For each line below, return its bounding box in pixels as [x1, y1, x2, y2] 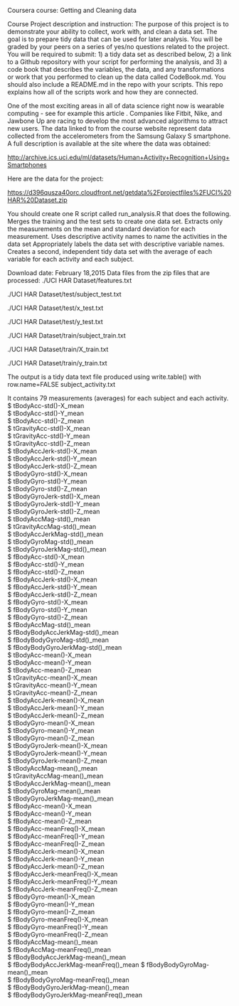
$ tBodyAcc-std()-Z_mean [7, 417, 85, 425]
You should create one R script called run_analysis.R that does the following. [7, 210, 231, 218]
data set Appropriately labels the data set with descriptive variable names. [7, 240, 225, 248]
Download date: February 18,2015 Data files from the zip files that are [7, 269, 210, 277]
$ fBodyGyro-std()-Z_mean [7, 613, 87, 621]
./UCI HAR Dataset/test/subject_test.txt [7, 290, 122, 298]
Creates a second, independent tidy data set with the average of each [7, 247, 212, 255]
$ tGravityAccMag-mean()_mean [7, 771, 104, 780]
